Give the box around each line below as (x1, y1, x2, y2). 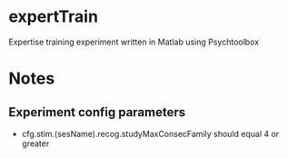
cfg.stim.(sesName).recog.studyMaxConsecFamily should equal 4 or (21, 128, 280, 139)
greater (21, 138, 50, 149)
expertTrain (8, 6, 99, 27)
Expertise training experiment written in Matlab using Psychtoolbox (8, 36, 260, 47)
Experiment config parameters (8, 104, 186, 120)
